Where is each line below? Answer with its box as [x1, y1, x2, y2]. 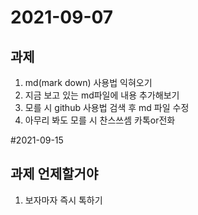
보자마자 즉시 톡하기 [24, 194, 103, 206]
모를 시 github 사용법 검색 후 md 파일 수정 [24, 102, 190, 113]
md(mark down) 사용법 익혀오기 [24, 77, 153, 88]
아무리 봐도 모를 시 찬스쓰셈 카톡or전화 [24, 114, 176, 126]
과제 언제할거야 [10, 166, 99, 183]
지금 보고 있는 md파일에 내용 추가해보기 [24, 89, 180, 101]
